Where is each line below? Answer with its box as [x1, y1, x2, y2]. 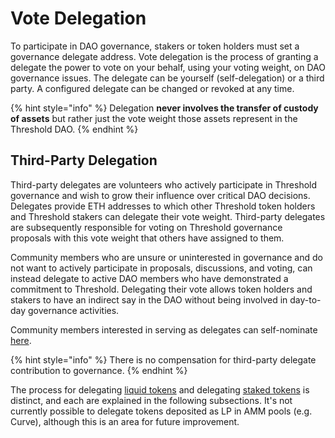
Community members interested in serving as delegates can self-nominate [10, 323, 318, 336]
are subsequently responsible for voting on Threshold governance [10, 221, 283, 233]
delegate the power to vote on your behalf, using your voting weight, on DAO [10, 61, 326, 73]
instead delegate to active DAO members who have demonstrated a [10, 272, 289, 284]
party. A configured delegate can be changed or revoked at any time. [10, 82, 295, 94]
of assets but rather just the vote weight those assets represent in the [10, 112, 298, 124]
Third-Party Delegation [10, 152, 158, 169]
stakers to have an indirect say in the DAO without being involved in [10, 293, 288, 306]
